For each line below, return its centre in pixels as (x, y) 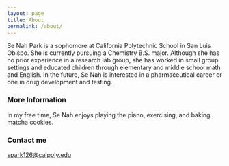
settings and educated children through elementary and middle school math (114, 68)
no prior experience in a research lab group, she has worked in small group (113, 60)
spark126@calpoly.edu (39, 154)
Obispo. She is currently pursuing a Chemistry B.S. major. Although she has (113, 53)
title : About (26, 20)
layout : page (26, 13)
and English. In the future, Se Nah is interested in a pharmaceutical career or (114, 75)
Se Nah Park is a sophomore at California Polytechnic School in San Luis (109, 46)
